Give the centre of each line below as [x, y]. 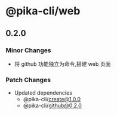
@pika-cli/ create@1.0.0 [52, 99]
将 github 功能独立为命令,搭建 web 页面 [62, 63]
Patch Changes [28, 80]
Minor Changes [28, 50]
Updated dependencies [43, 93]
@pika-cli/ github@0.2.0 [52, 105]
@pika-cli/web [43, 11]
